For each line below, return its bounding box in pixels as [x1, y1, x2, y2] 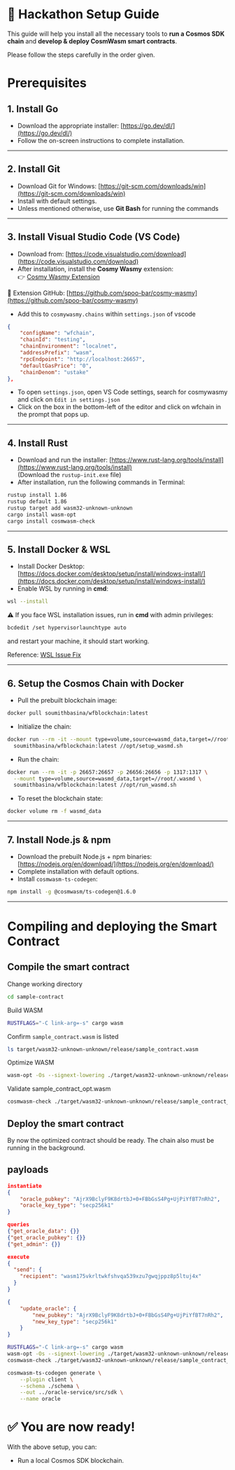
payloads [7, 1164, 49, 1176]
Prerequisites [7, 75, 87, 91]
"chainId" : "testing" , [20, 336, 86, 343]
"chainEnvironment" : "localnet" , [20, 343, 117, 350]
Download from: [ [17, 249, 69, 258]
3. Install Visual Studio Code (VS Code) [7, 231, 180, 243]
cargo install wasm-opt [7, 511, 77, 518]
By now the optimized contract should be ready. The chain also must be [7, 1136, 215, 1144]
